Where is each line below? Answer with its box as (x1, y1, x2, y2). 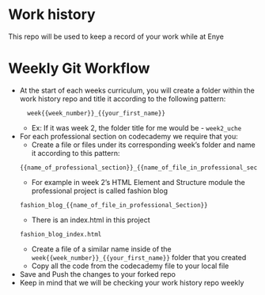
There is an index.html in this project (31, 215, 150, 225)
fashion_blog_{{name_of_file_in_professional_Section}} (19, 201, 208, 209)
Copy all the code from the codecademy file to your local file (31, 261, 229, 270)
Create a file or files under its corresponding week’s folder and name (31, 140, 256, 149)
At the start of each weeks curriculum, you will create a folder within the (19, 85, 255, 95)
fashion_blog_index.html (19, 230, 102, 238)
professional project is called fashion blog (31, 186, 168, 195)
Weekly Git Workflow (8, 59, 150, 78)
